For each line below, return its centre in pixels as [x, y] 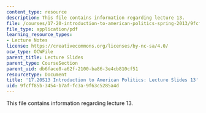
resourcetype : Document [37, 75]
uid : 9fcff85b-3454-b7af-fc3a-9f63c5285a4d [63, 86]
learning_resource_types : [39, 35]
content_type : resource [37, 12]
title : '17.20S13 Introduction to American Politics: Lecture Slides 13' [103, 80]
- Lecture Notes [27, 40]
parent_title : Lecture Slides [45, 57]
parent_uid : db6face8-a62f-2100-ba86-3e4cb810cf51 [72, 69]
